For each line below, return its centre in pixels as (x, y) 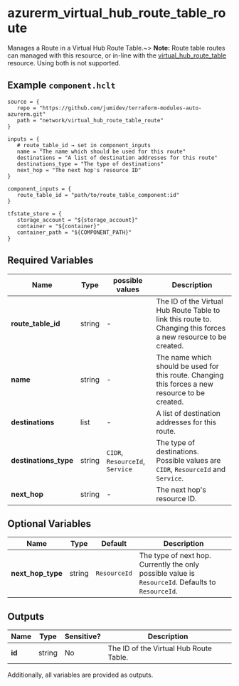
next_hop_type (37, 574)
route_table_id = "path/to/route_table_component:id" (98, 195)
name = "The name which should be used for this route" (101, 151)
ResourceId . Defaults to (177, 582)
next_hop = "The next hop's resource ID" (79, 170)
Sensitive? (83, 636)
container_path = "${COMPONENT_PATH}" (74, 232)
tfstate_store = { (34, 214)
